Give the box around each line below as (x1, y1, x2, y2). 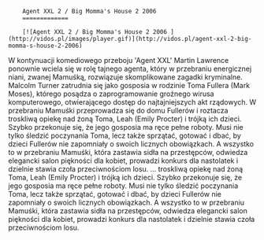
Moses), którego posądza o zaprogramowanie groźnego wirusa (8, 89, 214, 98)
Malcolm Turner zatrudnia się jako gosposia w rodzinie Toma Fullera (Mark (8, 81, 251, 90)
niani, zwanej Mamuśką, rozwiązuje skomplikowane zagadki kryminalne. (8, 72, 243, 82)
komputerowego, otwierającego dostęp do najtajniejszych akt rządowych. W (8, 98, 257, 106)
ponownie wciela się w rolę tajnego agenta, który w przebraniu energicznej (8, 64, 252, 73)
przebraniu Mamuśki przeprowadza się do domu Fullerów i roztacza (8, 106, 229, 115)
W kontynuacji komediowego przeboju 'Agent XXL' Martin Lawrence (8, 56, 229, 65)
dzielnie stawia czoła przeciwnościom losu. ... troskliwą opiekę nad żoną (8, 164, 244, 173)
